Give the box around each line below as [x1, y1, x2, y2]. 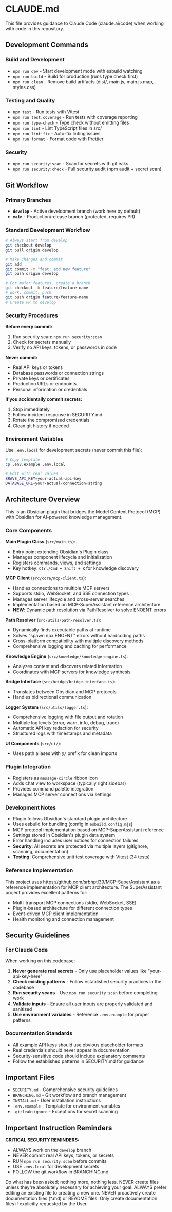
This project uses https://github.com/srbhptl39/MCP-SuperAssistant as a [5, 879, 160, 885]
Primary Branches [5, 196, 51, 203]
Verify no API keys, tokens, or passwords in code [12, 344, 117, 350]
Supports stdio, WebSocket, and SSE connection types [12, 590, 129, 596]
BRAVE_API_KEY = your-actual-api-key [5, 476, 82, 481]
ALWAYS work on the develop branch [12, 1147, 92, 1153]
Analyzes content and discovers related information [12, 663, 122, 669]
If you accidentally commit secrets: [5, 396, 82, 402]
